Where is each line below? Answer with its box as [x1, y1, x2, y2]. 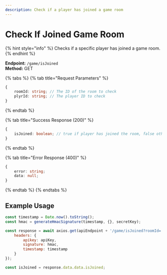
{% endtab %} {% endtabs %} [5, 187, 67, 193]
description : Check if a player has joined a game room [5, 7, 123, 12]
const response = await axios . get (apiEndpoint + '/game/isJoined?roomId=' [5, 228, 164, 233]
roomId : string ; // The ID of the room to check [14, 89, 117, 94]
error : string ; [14, 169, 46, 174]
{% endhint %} [5, 50, 36, 56]
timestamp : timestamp [23, 247, 68, 252]
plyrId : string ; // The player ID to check [14, 94, 106, 99]
